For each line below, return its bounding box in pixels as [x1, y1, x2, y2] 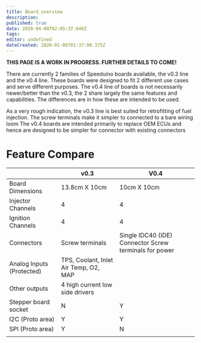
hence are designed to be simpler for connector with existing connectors [6, 127, 186, 134]
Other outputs [9, 284, 48, 293]
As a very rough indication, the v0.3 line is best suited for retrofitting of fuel [6, 107, 191, 115]
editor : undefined [6, 37, 52, 43]
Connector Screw [119, 238, 169, 246]
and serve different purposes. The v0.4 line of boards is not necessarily [6, 83, 183, 90]
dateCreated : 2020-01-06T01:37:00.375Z [6, 43, 106, 49]
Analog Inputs [9, 259, 48, 267]
